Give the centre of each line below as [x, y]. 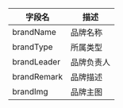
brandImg [31, 92]
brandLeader [37, 62]
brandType [33, 47]
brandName [35, 32]
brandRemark [38, 77]
